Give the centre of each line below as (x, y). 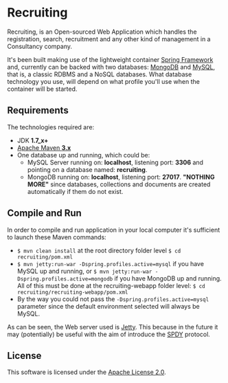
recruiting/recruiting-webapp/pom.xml (72, 292)
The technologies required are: (51, 127)
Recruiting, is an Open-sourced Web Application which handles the (102, 32)
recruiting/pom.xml (45, 257)
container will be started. (42, 89)
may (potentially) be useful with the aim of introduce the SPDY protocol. (109, 334)
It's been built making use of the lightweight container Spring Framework (110, 59)
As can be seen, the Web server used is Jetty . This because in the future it (113, 327)
